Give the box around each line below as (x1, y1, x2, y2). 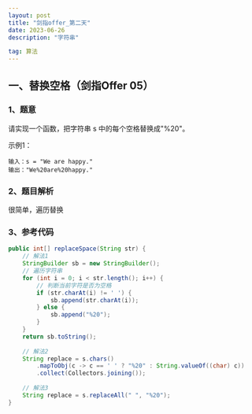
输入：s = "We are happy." (8, 157, 93, 165)
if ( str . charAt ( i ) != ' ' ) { (36, 289, 132, 297)
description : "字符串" (8, 33, 80, 42)
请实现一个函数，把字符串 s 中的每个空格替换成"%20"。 (8, 124, 190, 133)
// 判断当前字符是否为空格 (36, 281, 112, 290)
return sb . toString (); (22, 332, 97, 341)
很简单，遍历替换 (8, 205, 64, 215)
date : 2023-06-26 (8, 26, 65, 34)
